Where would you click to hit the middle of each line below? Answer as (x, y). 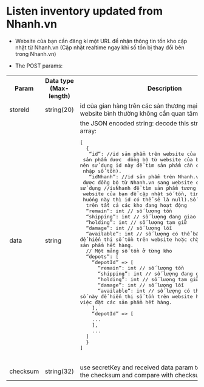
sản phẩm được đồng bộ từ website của (138, 159)
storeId (19, 110)
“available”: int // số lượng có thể (138, 233)
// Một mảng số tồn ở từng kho (129, 251)
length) (59, 96)
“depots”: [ (102, 256)
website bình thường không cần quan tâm (139, 113)
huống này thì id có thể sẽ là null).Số (139, 199)
